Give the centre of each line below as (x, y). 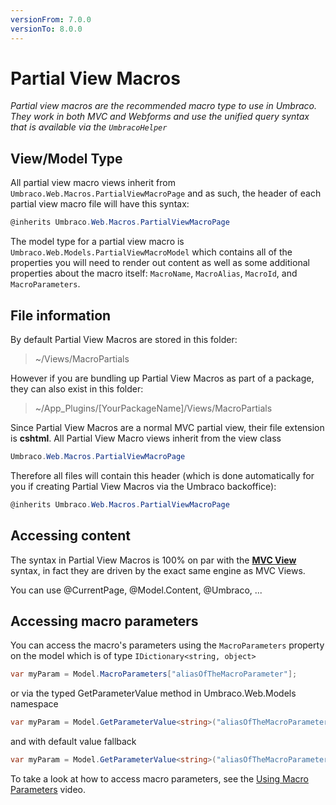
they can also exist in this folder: (77, 388)
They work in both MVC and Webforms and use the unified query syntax (160, 117)
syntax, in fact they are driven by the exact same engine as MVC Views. (158, 570)
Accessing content (71, 536)
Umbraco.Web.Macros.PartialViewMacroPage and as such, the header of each (166, 193)
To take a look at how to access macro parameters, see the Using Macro (159, 778)
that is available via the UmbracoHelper (89, 127)
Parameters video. (48, 789)
